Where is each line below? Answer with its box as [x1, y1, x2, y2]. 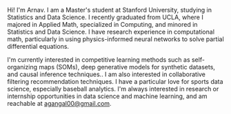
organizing [7, 63, 38, 71]
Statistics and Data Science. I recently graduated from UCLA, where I [7, 13, 203, 21]
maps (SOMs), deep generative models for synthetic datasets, [39, 63, 216, 71]
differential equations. [7, 43, 70, 50]
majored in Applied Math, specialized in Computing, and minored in [7, 21, 198, 28]
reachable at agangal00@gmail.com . [7, 100, 112, 107]
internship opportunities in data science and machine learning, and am [7, 92, 208, 100]
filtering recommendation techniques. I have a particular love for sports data [7, 78, 223, 85]
